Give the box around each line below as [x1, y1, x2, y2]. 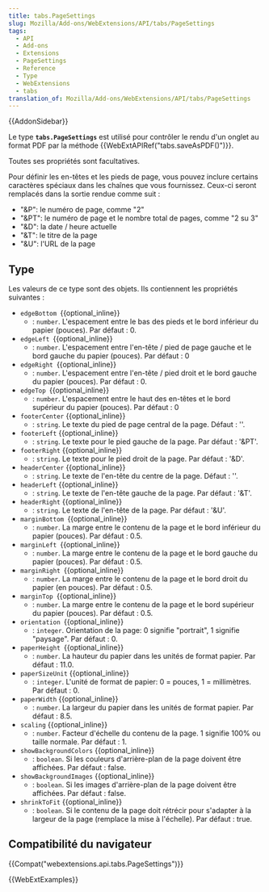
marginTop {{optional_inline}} [19, 591, 117, 601]
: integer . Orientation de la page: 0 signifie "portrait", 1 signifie [32, 626, 240, 635]
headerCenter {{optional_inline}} [19, 463, 126, 472]
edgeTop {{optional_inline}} [19, 385, 110, 396]
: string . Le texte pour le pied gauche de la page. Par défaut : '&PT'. [32, 437, 258, 446]
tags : [8, 27, 27, 35]
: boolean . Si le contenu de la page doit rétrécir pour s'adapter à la [32, 806, 252, 815]
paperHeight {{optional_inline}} [19, 643, 124, 652]
